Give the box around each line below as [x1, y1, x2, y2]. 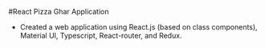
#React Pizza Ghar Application [8, 7, 109, 16]
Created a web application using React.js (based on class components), [19, 22, 259, 31]
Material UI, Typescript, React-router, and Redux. [19, 31, 182, 40]
